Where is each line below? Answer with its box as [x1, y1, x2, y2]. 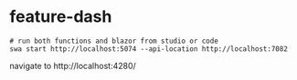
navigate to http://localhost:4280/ [9, 60, 137, 71]
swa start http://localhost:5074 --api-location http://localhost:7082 [9, 44, 288, 54]
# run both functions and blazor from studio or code [9, 36, 219, 45]
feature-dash [9, 6, 112, 27]
